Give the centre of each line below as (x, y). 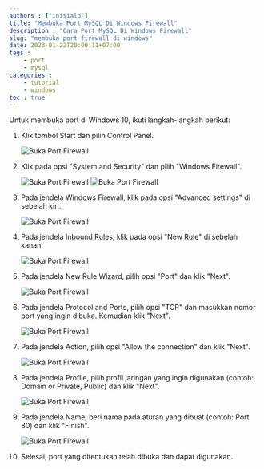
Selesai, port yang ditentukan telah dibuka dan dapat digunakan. (127, 457)
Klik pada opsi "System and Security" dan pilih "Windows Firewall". (131, 167)
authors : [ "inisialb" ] (49, 16)
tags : (20, 53)
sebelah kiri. (41, 206)
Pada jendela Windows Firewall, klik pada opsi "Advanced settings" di (136, 197)
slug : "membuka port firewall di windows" (81, 38)
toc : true (27, 97)
